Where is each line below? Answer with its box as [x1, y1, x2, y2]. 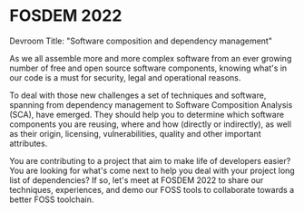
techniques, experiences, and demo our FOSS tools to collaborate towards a [9, 184, 295, 195]
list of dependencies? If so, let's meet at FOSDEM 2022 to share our [9, 174, 264, 186]
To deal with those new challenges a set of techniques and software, [9, 90, 267, 101]
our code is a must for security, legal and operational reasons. [9, 72, 241, 82]
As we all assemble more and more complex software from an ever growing [9, 53, 292, 63]
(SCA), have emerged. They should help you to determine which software [9, 109, 284, 120]
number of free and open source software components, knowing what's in [9, 63, 288, 73]
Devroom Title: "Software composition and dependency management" [9, 35, 272, 46]
